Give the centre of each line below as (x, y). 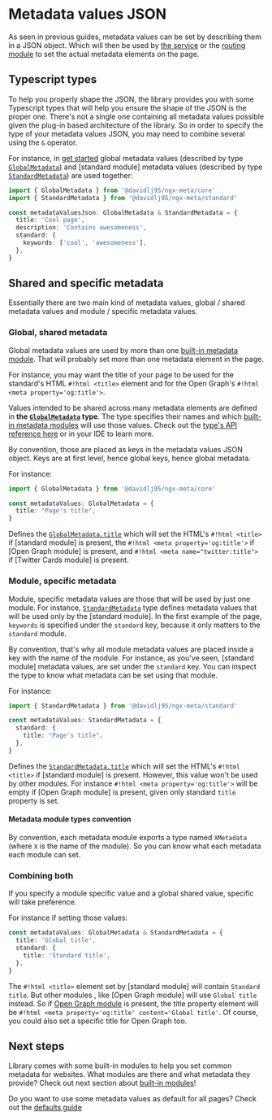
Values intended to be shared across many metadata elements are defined (133, 407)
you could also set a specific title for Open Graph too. (98, 1021)
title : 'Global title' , (56, 940)
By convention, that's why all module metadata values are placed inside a (131, 649)
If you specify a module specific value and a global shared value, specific (131, 893)
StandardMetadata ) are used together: (71, 175)
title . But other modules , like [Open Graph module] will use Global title (133, 995)
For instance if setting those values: (68, 918)
